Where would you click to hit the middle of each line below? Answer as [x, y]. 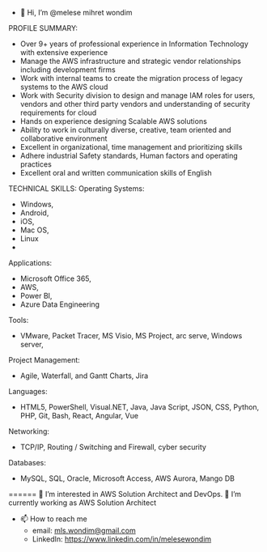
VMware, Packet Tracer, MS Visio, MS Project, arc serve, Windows [131, 335]
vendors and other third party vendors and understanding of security [135, 104]
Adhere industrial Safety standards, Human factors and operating [129, 155]
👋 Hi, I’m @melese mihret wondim [76, 13]
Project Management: [44, 360]
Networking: [29, 431]
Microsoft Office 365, [55, 278]
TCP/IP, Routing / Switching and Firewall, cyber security [113, 447]
